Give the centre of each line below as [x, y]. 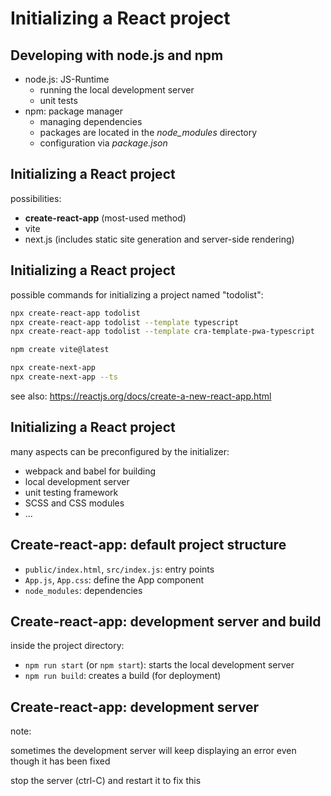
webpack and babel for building [90, 471]
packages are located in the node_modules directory [148, 132]
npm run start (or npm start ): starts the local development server [159, 665]
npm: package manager [73, 111]
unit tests [58, 100]
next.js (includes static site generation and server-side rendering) [159, 239]
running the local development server [117, 90]
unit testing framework [71, 492]
